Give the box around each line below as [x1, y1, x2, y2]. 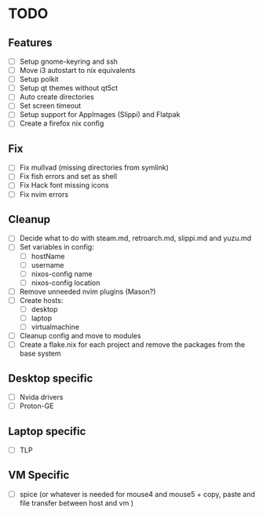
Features [8, 36, 53, 49]
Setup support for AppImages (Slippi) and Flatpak [19, 110, 181, 119]
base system [19, 349, 61, 358]
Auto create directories [19, 92, 94, 102]
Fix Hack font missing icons [19, 181, 109, 190]
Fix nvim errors [19, 189, 69, 199]
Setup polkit [19, 75, 59, 84]
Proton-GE [19, 401, 54, 411]
